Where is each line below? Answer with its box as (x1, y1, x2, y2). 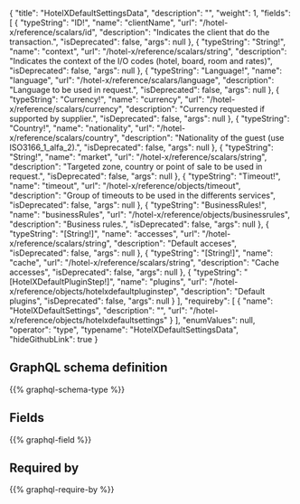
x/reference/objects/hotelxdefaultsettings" (9, 315, 168, 325)
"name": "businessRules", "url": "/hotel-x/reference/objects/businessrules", (9, 210, 291, 219)
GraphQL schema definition (9, 360, 168, 376)
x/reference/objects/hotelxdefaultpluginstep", (9, 286, 179, 296)
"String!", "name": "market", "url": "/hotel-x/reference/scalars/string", (9, 152, 267, 162)
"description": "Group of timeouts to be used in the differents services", (9, 190, 276, 201)
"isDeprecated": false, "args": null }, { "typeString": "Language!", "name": (9, 65, 283, 76)
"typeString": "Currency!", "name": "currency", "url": (9, 94, 205, 105)
